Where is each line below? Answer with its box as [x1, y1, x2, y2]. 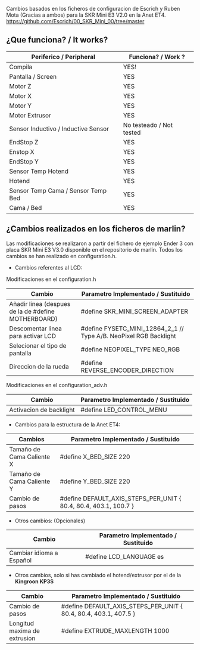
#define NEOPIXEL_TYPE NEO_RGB [80, 345, 180, 354]
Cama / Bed [9, 203, 42, 212]
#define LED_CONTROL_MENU [80, 406, 168, 414]
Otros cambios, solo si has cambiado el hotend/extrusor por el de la [14, 571, 182, 578]
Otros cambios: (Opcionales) [14, 517, 86, 524]
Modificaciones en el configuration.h [6, 276, 96, 283]
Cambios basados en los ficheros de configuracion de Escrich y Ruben [6, 5, 180, 12]
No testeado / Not [123, 120, 173, 129]
